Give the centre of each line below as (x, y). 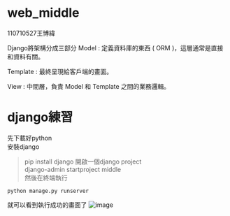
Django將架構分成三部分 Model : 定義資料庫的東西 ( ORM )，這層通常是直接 (115, 48)
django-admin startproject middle (73, 169)
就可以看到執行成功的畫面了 (47, 205)
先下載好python (30, 138)
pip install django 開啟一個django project (83, 161)
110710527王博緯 (31, 33)
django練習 (40, 117)
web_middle (43, 13)
